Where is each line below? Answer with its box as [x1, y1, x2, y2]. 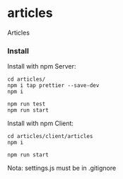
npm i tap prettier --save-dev [7, 82, 100, 89]
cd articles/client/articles [7, 133, 93, 140]
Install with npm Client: [7, 119, 74, 128]
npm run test [7, 100, 46, 108]
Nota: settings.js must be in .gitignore [7, 164, 117, 173]
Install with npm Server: [7, 62, 76, 71]
